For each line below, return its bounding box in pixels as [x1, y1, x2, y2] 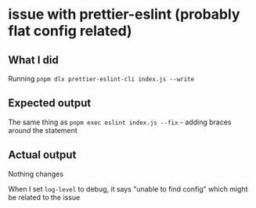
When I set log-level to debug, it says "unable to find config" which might [8, 184, 248, 193]
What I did [8, 53, 59, 66]
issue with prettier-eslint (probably [8, 5, 240, 23]
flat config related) [8, 22, 132, 40]
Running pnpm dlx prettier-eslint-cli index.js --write [8, 74, 195, 83]
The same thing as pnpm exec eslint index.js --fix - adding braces [8, 117, 232, 127]
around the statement [8, 125, 78, 134]
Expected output [8, 96, 92, 110]
